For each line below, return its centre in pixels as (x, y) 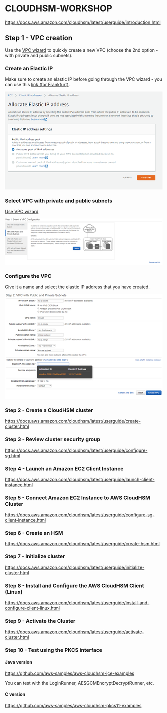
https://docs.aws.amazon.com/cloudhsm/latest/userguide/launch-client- (80, 479)
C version (15, 694)
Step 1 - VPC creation (39, 38)
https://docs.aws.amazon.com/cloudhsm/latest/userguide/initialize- (75, 567)
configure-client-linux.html (33, 608)
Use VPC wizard (22, 211)
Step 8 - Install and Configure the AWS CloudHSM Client (75, 585)
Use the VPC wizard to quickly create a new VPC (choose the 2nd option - (82, 50)
